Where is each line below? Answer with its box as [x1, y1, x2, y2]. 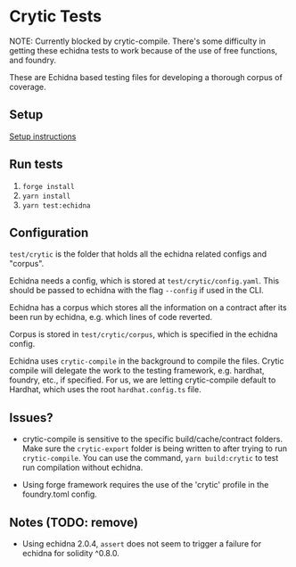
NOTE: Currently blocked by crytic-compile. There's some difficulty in [9, 36, 266, 46]
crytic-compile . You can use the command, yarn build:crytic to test [21, 453, 279, 464]
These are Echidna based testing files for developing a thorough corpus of [9, 71, 283, 82]
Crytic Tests [9, 6, 103, 27]
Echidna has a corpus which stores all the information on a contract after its [9, 302, 287, 313]
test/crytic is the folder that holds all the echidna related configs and [9, 249, 267, 259]
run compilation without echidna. [21, 462, 144, 473]
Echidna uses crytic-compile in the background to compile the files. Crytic [9, 356, 284, 366]
